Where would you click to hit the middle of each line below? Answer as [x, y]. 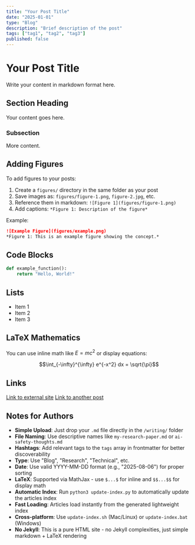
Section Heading [37, 103]
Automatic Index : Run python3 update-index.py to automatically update [102, 492]
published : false [27, 39]
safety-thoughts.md [39, 442]
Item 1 [22, 306]
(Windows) [28, 523]
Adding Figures [35, 164]
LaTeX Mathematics [43, 338]
